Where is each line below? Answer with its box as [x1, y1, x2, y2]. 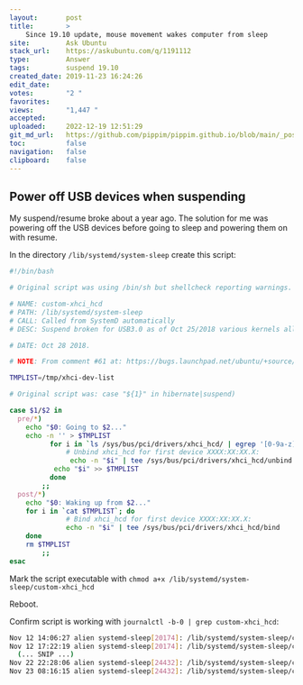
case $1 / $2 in [9, 406, 63, 416]
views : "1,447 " [9, 105, 99, 114]
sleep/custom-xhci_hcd [9, 582, 95, 591]
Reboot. [9, 598, 39, 609]
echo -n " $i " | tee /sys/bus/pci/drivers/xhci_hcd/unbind [69, 456, 293, 465]
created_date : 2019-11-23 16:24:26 [9, 72, 143, 81]
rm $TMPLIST [25, 540, 70, 550]
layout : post [9, 13, 83, 23]
